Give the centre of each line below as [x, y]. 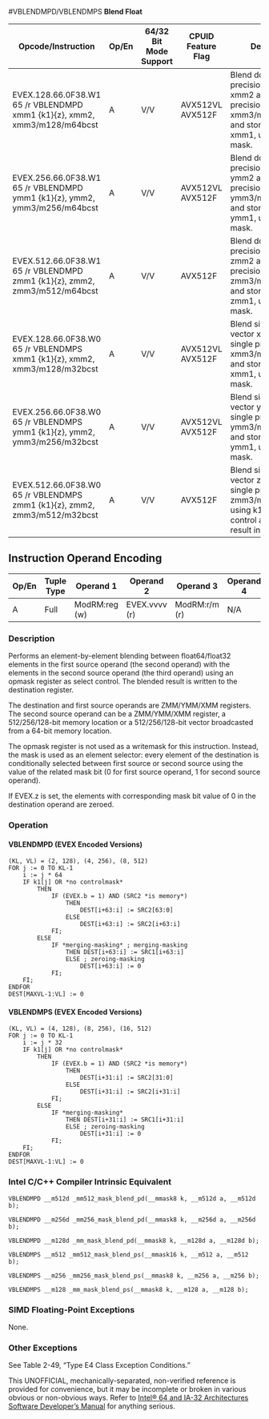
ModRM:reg [96, 604]
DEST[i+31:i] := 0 [110, 1134]
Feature [202, 46]
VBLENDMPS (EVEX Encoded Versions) [75, 1012]
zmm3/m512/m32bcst [55, 515]
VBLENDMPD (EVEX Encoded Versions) [75, 844]
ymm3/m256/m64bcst [55, 208]
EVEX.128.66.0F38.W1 [57, 95]
